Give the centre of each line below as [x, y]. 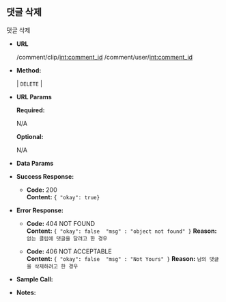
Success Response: [45, 176]
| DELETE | [29, 84]
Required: [30, 110]
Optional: [30, 136]
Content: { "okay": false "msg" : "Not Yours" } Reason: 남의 [116, 258]
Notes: [26, 292]
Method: [29, 70]
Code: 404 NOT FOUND [61, 223]
